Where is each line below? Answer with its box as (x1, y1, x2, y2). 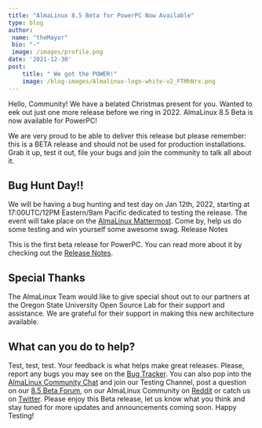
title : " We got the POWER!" (22, 70, 118, 78)
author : (8, 26, 34, 34)
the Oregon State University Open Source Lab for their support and (8, 301, 225, 310)
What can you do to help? (8, 340, 136, 353)
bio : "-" (11, 41, 41, 49)
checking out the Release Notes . (8, 249, 114, 258)
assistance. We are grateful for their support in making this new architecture (8, 308, 254, 319)
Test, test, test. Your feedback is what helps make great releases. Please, (8, 360, 245, 370)
